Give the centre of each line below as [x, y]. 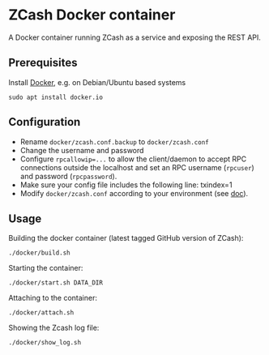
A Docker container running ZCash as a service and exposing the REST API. [135, 37]
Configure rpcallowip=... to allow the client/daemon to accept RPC [133, 159]
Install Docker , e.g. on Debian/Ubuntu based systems [97, 82]
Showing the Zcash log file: [54, 328]
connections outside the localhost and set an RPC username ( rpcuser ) [137, 167]
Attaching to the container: [53, 298]
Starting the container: [46, 268]
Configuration [45, 122]
